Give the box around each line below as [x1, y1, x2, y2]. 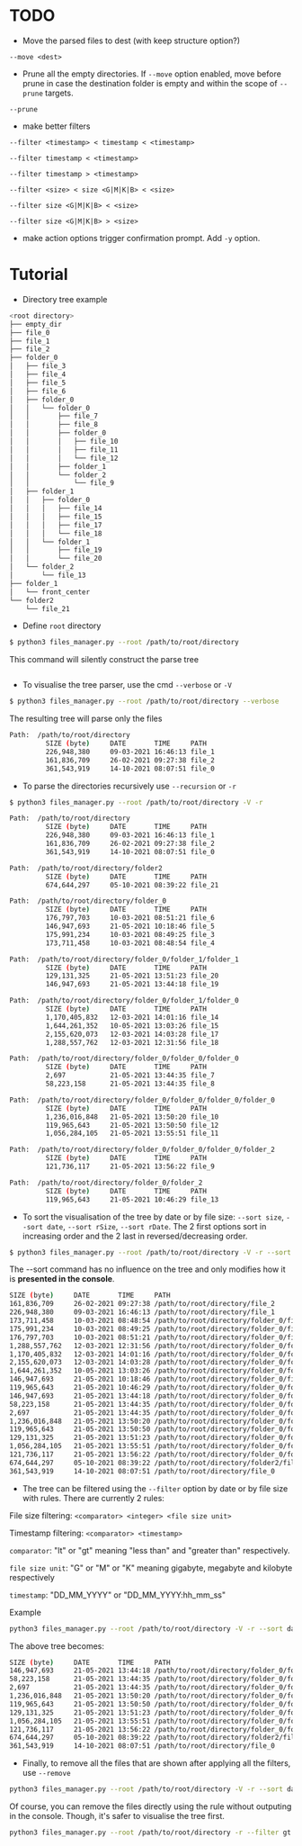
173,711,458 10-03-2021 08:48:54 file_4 [45, 938, 216, 948]
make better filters [22, 121, 91, 131]
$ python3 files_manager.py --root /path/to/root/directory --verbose [9, 697, 280, 707]
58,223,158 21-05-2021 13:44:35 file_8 [45, 1079, 216, 1088]
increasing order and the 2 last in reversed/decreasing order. [22, 1230, 248, 1241]
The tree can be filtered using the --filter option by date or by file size [22, 1482, 289, 1494]
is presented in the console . [9, 1274, 115, 1284]
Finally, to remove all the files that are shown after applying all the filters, [22, 1758, 291, 1769]
